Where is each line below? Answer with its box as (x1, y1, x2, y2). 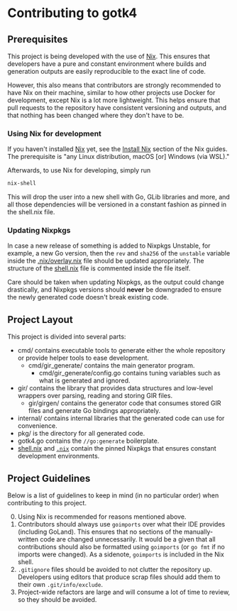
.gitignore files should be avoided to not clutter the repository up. (17, 566, 212, 574)
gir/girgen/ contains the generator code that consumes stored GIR (28, 399, 221, 407)
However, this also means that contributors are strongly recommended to (7, 81, 221, 89)
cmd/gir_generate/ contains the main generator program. (28, 361, 195, 370)
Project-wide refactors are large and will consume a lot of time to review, (17, 588, 231, 597)
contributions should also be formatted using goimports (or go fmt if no (17, 543, 225, 551)
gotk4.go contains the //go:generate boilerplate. (17, 436, 160, 445)
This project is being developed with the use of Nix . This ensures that (7, 52, 211, 60)
